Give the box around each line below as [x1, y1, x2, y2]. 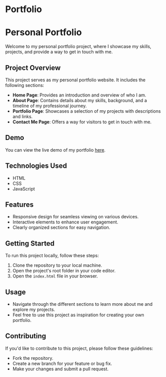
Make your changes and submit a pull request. [12, 365, 109, 372]
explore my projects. [12, 307, 55, 312]
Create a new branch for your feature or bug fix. [12, 360, 112, 366]
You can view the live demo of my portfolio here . [5, 147, 106, 153]
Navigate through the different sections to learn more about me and [12, 301, 153, 307]
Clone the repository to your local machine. [12, 262, 102, 268]
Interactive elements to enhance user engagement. [12, 219, 119, 225]
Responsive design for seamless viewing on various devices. [12, 214, 139, 220]
